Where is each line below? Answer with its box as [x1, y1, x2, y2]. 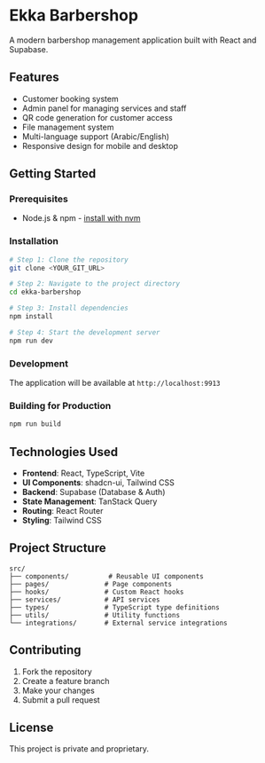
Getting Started [9, 166, 97, 182]
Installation [9, 235, 59, 248]
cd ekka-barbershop [9, 287, 82, 297]
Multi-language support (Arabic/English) [21, 130, 170, 142]
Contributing [9, 642, 82, 657]
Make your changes [21, 685, 95, 696]
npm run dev [9, 336, 53, 345]
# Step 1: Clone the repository [9, 255, 129, 264]
